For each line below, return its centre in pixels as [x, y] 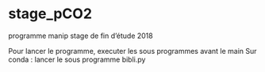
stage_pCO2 [50, 14]
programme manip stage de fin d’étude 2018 [81, 36]
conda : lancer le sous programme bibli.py [77, 59]
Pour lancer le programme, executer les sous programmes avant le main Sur [132, 51]
